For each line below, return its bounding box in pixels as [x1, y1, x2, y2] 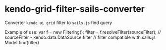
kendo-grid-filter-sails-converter [4, 3, 145, 15]
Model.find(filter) [4, 39, 39, 45]
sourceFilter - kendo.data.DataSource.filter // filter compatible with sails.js [4, 34, 156, 40]
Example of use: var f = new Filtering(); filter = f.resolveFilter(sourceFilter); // [4, 29, 161, 35]
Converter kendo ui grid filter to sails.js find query [4, 20, 112, 25]
